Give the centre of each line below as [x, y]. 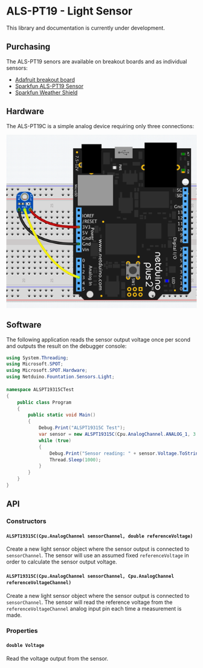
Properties [22, 631]
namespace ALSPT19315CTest [40, 389]
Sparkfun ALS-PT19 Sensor [49, 86]
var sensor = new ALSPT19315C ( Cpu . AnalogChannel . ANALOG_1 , [114, 434]
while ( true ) [55, 440]
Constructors [26, 521]
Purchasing [28, 47]
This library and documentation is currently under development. [85, 28]
